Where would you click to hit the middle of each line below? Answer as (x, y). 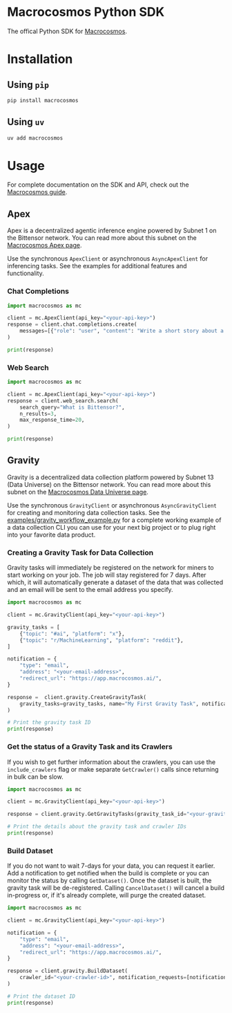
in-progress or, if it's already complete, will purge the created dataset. (107, 895)
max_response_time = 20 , (52, 420)
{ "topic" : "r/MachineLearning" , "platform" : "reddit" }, (102, 640)
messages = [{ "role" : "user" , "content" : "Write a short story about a (122, 331)
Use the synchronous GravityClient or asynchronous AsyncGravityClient (112, 505)
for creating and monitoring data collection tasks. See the (89, 512)
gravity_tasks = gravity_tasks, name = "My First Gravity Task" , (109, 704)
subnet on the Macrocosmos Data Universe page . (78, 492)
